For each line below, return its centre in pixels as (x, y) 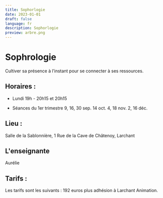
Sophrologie (31, 57)
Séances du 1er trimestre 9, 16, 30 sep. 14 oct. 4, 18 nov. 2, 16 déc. (80, 108)
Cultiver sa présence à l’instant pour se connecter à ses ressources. (74, 71)
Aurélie (12, 163)
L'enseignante (27, 151)
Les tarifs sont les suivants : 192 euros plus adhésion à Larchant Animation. (81, 191)
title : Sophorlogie (25, 10)
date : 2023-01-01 (23, 14)
